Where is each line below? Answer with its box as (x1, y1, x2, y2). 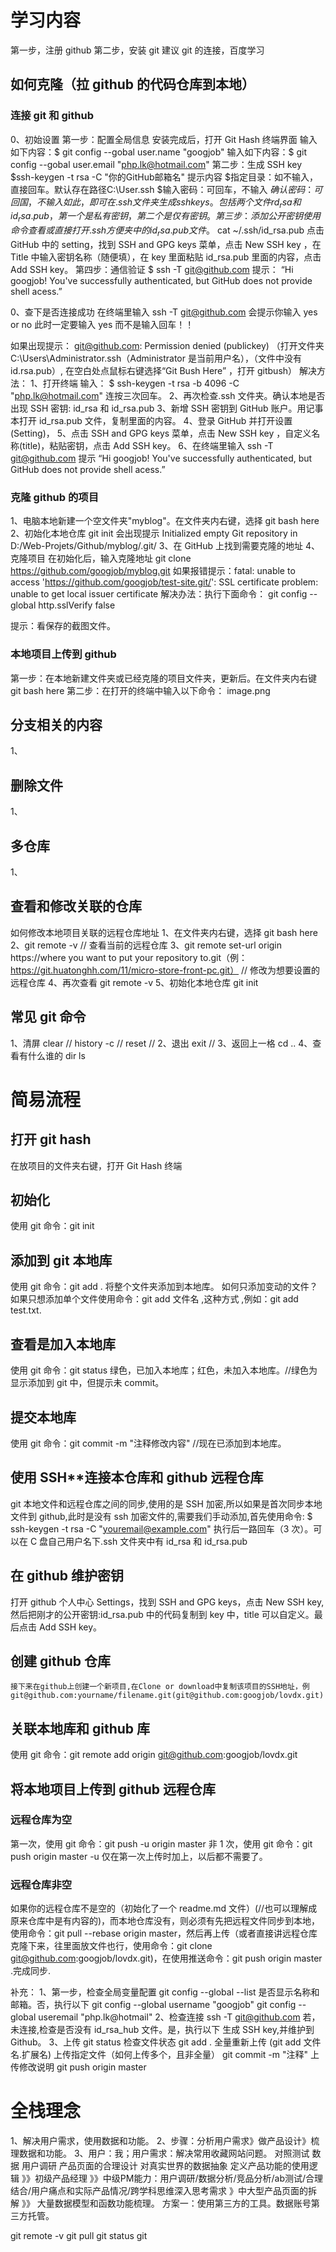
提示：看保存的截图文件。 (10, 620, 116, 632)
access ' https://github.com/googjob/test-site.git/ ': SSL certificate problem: (10, 576, 319, 588)
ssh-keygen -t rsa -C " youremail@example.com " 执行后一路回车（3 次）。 (10, 1522, 314, 1535)
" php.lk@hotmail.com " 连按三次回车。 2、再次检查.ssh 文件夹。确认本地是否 (10, 390, 326, 402)
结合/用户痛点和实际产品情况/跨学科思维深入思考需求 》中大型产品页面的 (10, 2185, 309, 2197)
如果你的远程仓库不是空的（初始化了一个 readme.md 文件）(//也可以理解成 (10, 1902, 318, 1915)
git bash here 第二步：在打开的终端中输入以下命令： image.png (10, 684, 271, 696)
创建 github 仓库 (10, 1652, 112, 1670)
